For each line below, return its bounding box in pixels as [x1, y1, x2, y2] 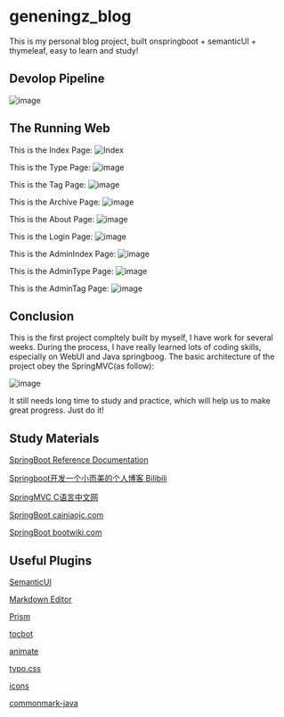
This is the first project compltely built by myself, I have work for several [9, 332, 273, 343]
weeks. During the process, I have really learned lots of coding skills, [9, 342, 262, 353]
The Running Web [9, 121, 111, 136]
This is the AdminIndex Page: [9, 248, 117, 259]
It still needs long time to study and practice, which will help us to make [9, 396, 272, 406]
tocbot [9, 629, 34, 639]
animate [9, 646, 39, 656]
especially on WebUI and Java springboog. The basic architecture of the [9, 351, 275, 363]
